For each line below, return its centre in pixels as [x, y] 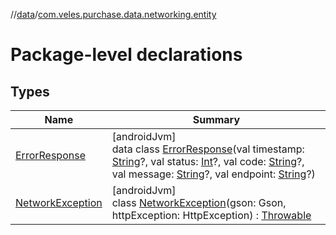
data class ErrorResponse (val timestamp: [208, 149]
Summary [216, 119]
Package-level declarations [126, 55]
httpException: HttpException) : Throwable [211, 215]
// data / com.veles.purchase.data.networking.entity [113, 14]
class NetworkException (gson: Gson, [199, 202]
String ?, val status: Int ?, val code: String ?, [208, 161]
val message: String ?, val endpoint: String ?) [213, 174]
